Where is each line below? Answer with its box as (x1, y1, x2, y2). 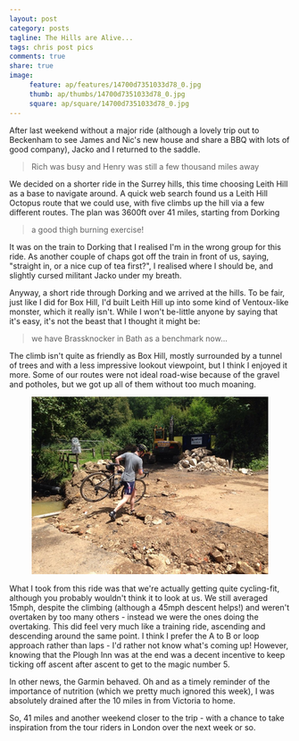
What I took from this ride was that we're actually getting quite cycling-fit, (9, 583, 279, 594)
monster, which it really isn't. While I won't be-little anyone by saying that (9, 306, 278, 317)
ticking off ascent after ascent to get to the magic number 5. (9, 659, 230, 670)
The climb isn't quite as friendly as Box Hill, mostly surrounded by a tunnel (9, 350, 283, 361)
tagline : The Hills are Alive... (9, 33, 134, 42)
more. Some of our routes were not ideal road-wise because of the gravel (9, 369, 280, 379)
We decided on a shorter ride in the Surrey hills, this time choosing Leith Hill (9, 179, 288, 189)
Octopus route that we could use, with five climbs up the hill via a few (9, 197, 265, 208)
